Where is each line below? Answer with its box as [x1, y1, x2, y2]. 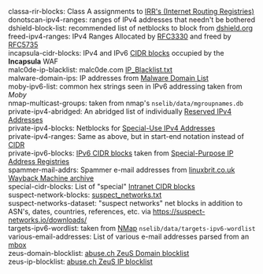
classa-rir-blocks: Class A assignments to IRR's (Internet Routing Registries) [8, 7, 254, 16]
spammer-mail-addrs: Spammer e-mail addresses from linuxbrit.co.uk [8, 165, 235, 174]
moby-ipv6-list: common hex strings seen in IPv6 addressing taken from [8, 82, 243, 91]
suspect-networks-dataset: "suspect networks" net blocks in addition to [8, 199, 243, 207]
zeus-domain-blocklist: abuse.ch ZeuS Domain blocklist [8, 249, 190, 258]
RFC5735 [8, 40, 39, 49]
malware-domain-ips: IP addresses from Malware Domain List [8, 74, 209, 82]
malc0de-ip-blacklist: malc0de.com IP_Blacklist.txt [8, 65, 173, 74]
